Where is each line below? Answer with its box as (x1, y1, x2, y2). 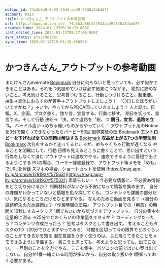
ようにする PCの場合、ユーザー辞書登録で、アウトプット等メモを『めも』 (9, 159, 159, 165)
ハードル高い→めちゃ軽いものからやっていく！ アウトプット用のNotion (14, 122, 159, 128)
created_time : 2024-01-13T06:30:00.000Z (5, 26, 90, 31)
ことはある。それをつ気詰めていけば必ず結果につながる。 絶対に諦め (13, 85, 153, 91)
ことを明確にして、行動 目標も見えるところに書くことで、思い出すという (9, 147, 157, 153)
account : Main (5, 12, 34, 17)
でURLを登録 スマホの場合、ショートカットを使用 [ (5, 166, 108, 172)
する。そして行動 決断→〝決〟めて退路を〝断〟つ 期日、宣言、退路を (9, 116, 150, 122)
